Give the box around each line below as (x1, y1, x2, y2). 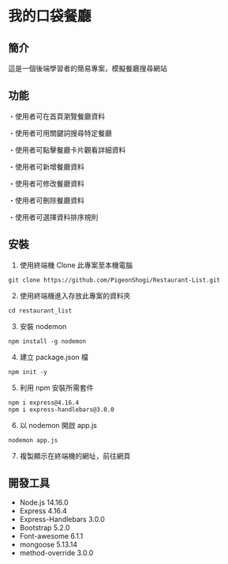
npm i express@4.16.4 (8, 399, 80, 407)
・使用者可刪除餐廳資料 (8, 195, 84, 205)
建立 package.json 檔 (19, 352, 89, 361)
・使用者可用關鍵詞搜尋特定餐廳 (8, 128, 112, 138)
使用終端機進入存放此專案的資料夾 (19, 290, 131, 301)
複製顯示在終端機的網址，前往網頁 (19, 451, 131, 460)
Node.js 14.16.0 (19, 498, 69, 507)
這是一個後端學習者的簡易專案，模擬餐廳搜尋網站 (8, 64, 167, 73)
